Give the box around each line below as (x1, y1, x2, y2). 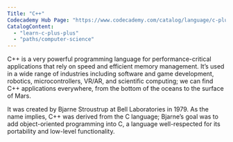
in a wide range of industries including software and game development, (7, 70, 214, 78)
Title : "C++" (7, 10, 45, 17)
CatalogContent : (7, 23, 54, 30)
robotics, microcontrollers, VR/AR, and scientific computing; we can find (7, 77, 214, 85)
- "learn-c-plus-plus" (13, 29, 79, 37)
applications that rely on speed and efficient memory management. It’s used (7, 62, 225, 71)
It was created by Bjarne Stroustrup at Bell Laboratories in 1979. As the (7, 105, 209, 114)
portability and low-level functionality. (7, 127, 115, 136)
